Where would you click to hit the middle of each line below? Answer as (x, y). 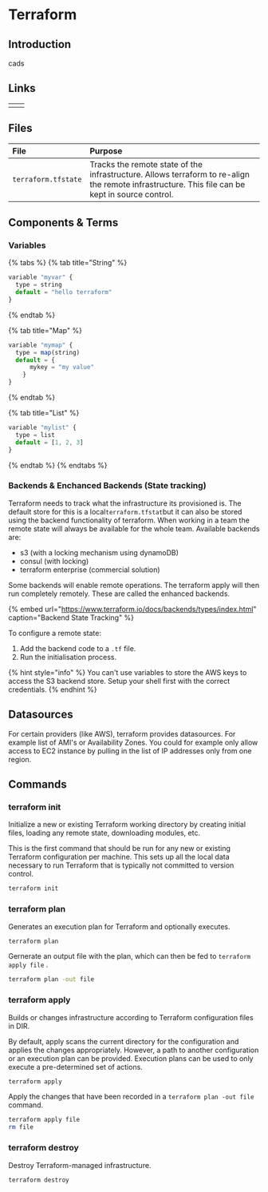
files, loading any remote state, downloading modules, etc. (104, 833)
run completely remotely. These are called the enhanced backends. (119, 594)
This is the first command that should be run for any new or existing (120, 848)
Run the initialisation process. (68, 657)
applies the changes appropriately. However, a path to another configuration (134, 1050)
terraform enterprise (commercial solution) (90, 570)
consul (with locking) (54, 561)
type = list (35, 435)
